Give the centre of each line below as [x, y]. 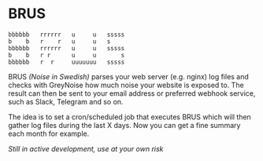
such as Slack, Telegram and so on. [66, 101]
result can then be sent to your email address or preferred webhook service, [132, 93]
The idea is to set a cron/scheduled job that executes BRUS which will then [130, 117]
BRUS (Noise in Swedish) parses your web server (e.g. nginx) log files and [129, 76]
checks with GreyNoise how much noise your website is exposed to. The [126, 85]
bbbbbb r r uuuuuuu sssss [67, 62]
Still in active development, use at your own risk [86, 148]
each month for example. [49, 134]
